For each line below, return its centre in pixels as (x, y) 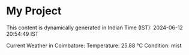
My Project (34, 11)
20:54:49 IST (22, 33)
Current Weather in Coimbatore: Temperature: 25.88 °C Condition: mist (94, 45)
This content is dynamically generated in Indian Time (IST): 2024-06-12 (94, 27)
